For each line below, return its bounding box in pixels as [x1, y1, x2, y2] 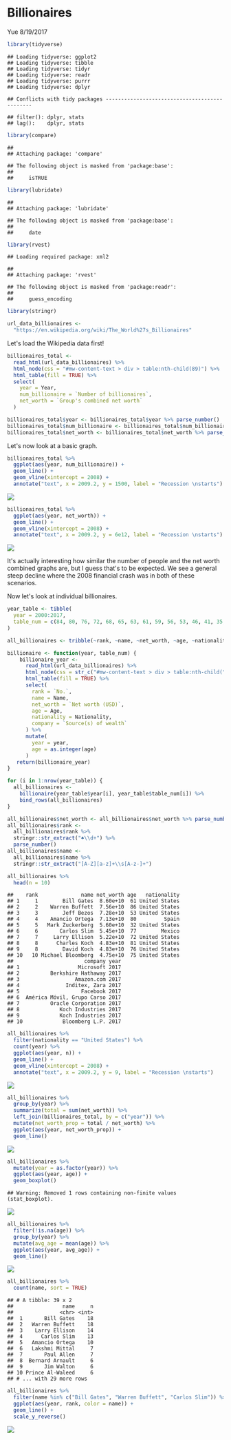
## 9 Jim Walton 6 [7, 1363, 94, 1370]
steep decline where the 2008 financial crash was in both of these [7, 571, 195, 580]
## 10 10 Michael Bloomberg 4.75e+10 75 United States [7, 952, 180, 959]
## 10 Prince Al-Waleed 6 [7, 1370, 94, 1377]
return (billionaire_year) [16, 758, 91, 766]
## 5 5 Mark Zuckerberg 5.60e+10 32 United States [7, 922, 180, 929]
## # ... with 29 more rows [7, 1375, 88, 1383]
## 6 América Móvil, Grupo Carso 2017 [7, 994, 122, 1001]
